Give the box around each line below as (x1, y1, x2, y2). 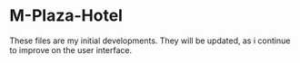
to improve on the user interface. (9, 44, 133, 55)
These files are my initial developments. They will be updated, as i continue (9, 35, 291, 46)
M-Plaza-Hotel (9, 5, 123, 26)
